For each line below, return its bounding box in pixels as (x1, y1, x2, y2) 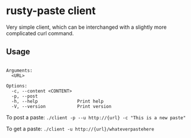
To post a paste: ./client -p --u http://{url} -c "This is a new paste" (6, 113, 186, 121)
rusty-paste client (6, 4, 96, 18)
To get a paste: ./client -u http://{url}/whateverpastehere (6, 125, 155, 132)
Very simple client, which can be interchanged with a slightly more (6, 23, 167, 31)
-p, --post (11, 93, 38, 99)
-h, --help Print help (11, 98, 104, 104)
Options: (6, 83, 28, 89)
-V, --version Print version (11, 103, 112, 109)
